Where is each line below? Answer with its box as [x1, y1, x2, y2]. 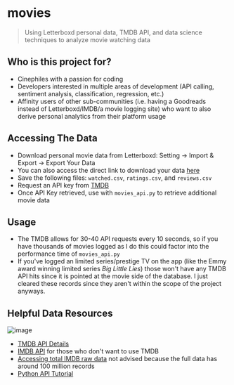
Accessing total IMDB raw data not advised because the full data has [17, 355, 218, 363]
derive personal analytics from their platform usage [17, 112, 167, 120]
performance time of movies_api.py [17, 249, 121, 258]
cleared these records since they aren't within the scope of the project [17, 280, 222, 288]
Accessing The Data [7, 132, 98, 145]
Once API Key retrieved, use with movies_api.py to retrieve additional [17, 188, 217, 197]
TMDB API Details [17, 339, 69, 348]
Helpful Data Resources [7, 307, 113, 319]
